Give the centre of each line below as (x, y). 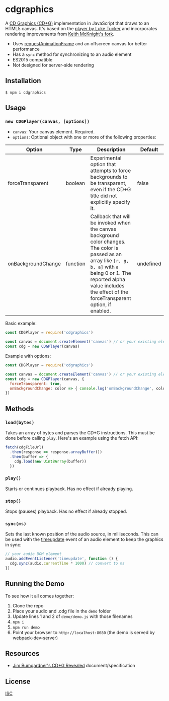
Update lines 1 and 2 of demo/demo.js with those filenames (72, 616)
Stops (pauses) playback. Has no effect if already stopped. (66, 511)
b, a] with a (105, 267)
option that (103, 165)
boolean (75, 183)
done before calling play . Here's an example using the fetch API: (72, 438)
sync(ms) (16, 524)
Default (149, 149)
